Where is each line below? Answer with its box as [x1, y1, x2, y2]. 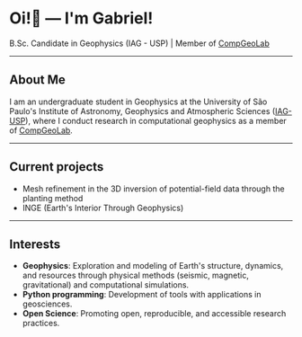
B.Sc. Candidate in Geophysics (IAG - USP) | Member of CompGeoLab [9, 38, 270, 49]
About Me [9, 72, 66, 88]
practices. [22, 318, 60, 329]
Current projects [9, 159, 104, 174]
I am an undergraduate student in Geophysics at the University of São [9, 96, 268, 107]
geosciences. [22, 298, 73, 309]
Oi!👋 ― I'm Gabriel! [9, 8, 154, 29]
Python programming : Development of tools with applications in [22, 289, 262, 300]
